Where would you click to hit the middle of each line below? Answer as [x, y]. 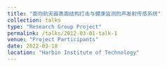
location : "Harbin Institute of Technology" [73, 53]
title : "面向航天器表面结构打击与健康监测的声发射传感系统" [84, 14]
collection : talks [34, 20]
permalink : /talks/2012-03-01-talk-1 [62, 33]
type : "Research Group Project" [54, 27]
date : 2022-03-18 [33, 46]
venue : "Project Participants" [53, 40]
